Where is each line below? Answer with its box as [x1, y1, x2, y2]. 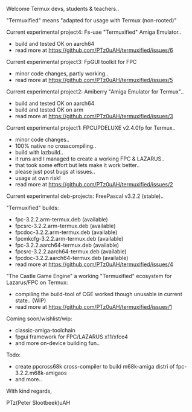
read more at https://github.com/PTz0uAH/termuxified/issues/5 [14, 77, 173, 83]
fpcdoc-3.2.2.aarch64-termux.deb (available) [14, 255, 129, 261]
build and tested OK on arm [14, 106, 83, 113]
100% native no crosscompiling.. [14, 142, 97, 150]
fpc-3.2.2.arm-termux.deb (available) [14, 216, 109, 223]
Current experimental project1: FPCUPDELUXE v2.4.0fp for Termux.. [6, 124, 176, 132]
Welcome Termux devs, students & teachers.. [6, 5, 120, 12]
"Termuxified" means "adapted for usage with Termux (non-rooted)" [6, 17, 177, 24]
